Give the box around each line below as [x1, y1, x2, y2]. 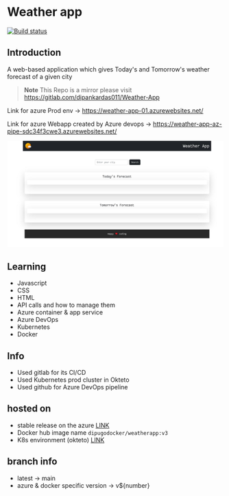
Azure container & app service [16, 308, 104, 316]
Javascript [16, 279, 47, 288]
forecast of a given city [7, 72, 73, 80]
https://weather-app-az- [153, 120, 222, 128]
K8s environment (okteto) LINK [16, 435, 105, 444]
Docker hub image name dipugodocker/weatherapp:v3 [16, 428, 168, 437]
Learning [7, 261, 47, 272]
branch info [7, 455, 58, 468]
